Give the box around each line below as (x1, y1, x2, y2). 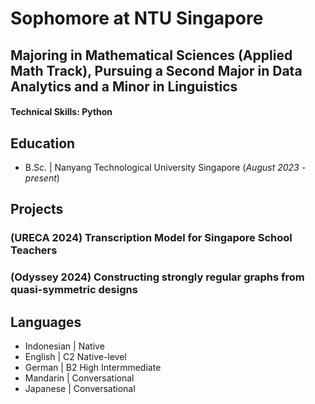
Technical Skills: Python (10, 106, 113, 118)
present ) (24, 172, 60, 184)
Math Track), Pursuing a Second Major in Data (10, 62, 303, 79)
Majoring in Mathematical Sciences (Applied (10, 47, 293, 64)
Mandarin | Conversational (24, 372, 135, 384)
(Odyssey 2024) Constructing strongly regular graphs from (10, 270, 305, 284)
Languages (10, 313, 82, 331)
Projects (10, 201, 64, 218)
